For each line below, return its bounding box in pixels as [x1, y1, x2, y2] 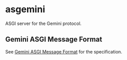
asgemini [5, 4, 45, 15]
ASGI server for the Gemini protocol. [5, 20, 82, 26]
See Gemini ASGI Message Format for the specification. [5, 48, 122, 54]
